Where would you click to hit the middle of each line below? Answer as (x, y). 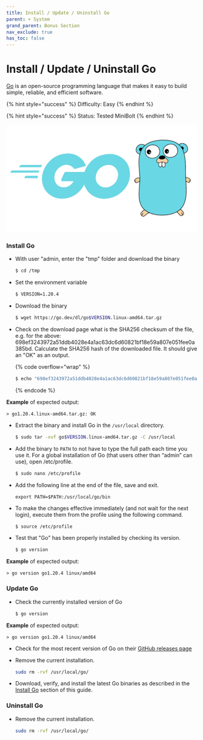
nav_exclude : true (29, 32)
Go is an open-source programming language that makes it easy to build (97, 86)
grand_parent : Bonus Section (43, 25)
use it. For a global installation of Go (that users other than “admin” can (104, 455)
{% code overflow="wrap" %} (52, 366)
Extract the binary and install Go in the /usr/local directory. (90, 425)
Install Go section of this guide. (54, 690)
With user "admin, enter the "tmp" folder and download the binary (97, 259)
